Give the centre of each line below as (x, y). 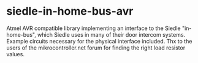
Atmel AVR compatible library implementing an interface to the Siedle (93, 28)
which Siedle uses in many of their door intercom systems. (112, 34)
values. (15, 54)
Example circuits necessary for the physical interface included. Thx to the (99, 41)
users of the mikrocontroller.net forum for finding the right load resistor (96, 48)
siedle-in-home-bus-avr (70, 11)
